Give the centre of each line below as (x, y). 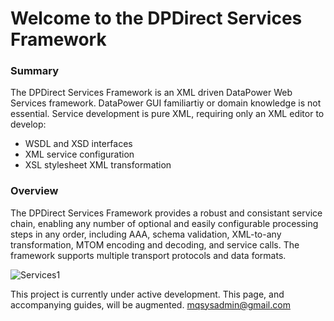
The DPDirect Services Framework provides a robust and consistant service (166, 213)
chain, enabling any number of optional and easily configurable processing (164, 223)
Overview (34, 191)
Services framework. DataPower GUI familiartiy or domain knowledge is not (166, 103)
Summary (35, 71)
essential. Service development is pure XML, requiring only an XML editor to (167, 114)
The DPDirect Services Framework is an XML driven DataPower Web (151, 93)
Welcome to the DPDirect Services (156, 18)
